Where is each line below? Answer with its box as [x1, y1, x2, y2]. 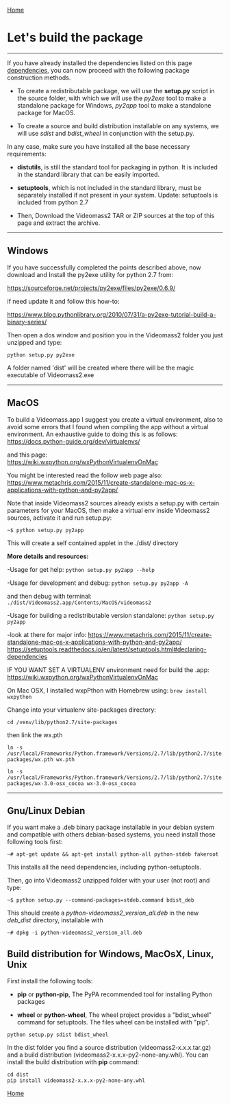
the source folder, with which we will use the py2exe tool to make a [16, 94, 207, 102]
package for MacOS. [16, 108, 76, 117]
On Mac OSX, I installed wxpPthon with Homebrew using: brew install [7, 686, 207, 695]
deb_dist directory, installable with [7, 916, 104, 924]
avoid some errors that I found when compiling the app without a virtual [7, 422, 209, 431]
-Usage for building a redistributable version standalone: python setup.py [7, 611, 214, 619]
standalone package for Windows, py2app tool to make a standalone [16, 101, 212, 109]
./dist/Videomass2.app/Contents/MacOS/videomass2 [7, 599, 152, 606]
